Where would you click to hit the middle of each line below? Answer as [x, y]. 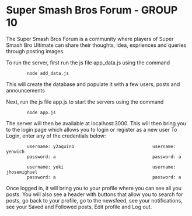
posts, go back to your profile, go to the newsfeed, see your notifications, [94, 200]
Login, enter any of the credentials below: [56, 136]
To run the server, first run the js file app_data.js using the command [88, 63]
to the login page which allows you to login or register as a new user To [92, 129]
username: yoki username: [102, 167]
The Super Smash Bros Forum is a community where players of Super [90, 39]
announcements [26, 90]
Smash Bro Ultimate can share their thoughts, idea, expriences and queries [96, 45]
